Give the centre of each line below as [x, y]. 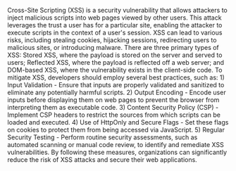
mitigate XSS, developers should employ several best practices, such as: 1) [116, 77]
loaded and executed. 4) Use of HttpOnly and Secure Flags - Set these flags [118, 122]
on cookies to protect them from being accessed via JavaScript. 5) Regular [116, 130]
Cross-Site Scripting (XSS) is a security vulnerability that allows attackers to [117, 10]
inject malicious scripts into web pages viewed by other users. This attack [114, 18]
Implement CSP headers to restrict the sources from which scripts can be [114, 115]
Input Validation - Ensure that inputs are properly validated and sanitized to [116, 85]
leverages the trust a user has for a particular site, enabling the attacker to [115, 25]
